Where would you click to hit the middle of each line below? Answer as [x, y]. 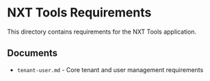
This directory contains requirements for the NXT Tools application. [102, 32]
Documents [32, 53]
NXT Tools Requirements [79, 13]
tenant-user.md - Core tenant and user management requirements [110, 69]
